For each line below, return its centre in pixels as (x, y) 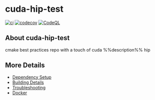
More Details (25, 65)
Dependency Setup (32, 77)
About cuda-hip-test (37, 38)
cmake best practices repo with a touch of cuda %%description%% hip (78, 50)
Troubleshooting (29, 87)
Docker (20, 93)
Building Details (28, 82)
